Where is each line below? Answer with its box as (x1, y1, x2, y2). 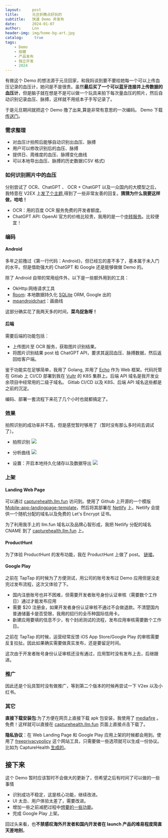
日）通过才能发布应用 (12, 598, 56, 604)
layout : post (5, 7, 41, 13)
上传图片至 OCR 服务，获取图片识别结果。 (12, 344, 99, 350)
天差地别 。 (5, 827, 27, 833)
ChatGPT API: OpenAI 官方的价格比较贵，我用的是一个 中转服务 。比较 (12, 213, 155, 219)
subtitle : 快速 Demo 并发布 (5, 17, 64, 22)
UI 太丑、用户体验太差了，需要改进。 (12, 798, 88, 804)
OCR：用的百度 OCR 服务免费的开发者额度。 (12, 207, 104, 213)
